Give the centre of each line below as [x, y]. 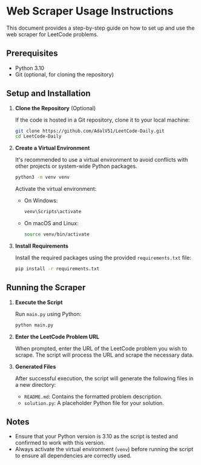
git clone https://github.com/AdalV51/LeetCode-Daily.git [90, 131]
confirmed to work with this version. [60, 443]
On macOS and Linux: [51, 223]
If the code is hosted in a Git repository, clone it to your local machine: [102, 120]
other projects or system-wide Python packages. [76, 166]
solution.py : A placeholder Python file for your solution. [94, 403]
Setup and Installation [48, 94]
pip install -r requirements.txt [57, 269]
